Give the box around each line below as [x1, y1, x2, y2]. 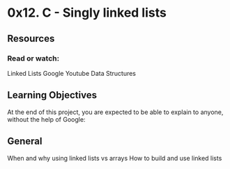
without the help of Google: [7, 115, 86, 123]
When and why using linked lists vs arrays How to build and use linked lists [7, 154, 222, 162]
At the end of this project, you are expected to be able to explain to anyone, [7, 108, 224, 116]
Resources [7, 33, 55, 45]
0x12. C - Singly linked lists [7, 5, 167, 21]
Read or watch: [7, 54, 60, 63]
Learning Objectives [7, 89, 98, 102]
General [7, 136, 43, 147]
